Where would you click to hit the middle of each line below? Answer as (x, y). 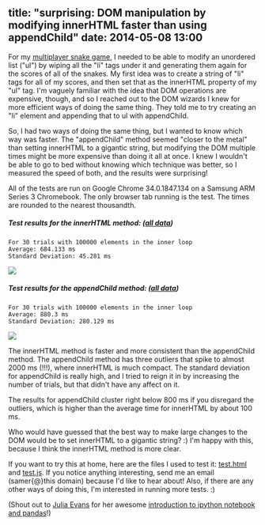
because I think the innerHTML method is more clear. (95, 448)
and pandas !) (30, 512)
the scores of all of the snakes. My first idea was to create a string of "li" (126, 74)
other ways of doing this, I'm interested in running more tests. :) (112, 489)
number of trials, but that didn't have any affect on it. (94, 384)
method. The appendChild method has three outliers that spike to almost (126, 359)
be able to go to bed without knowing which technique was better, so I (123, 164)
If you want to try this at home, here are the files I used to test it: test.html (128, 464)
